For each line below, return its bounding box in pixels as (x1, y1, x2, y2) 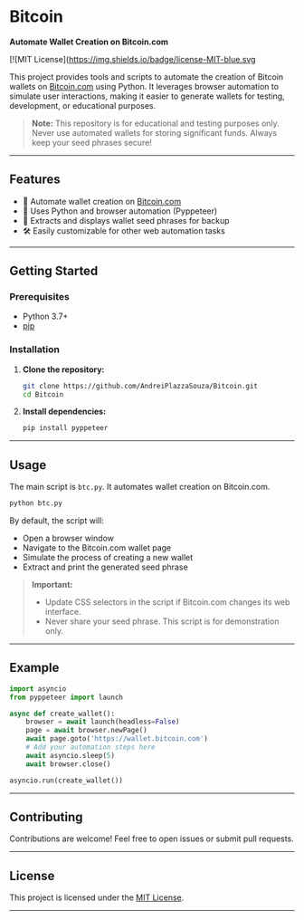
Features (9, 172, 61, 187)
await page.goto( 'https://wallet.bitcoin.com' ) (25, 734, 208, 743)
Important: (31, 580, 73, 590)
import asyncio (9, 684, 67, 694)
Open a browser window (22, 532, 115, 544)
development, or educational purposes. (9, 100, 157, 110)
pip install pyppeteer (22, 424, 109, 433)
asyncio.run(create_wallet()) (9, 776, 124, 785)
